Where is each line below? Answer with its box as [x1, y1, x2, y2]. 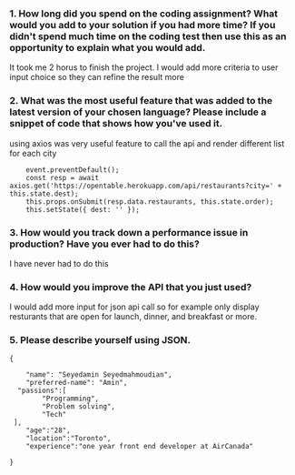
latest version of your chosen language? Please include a [9, 106, 267, 118]
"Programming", [42, 394, 100, 403]
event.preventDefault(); [25, 165, 120, 175]
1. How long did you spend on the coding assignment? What [9, 7, 279, 20]
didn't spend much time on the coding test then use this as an [9, 30, 287, 43]
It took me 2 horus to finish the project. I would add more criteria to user [9, 62, 279, 73]
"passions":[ [17, 386, 67, 396]
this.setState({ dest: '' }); [25, 205, 141, 214]
